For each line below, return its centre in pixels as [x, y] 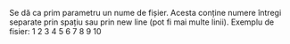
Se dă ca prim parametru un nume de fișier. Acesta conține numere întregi [145, 13]
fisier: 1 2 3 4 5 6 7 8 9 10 [55, 31]
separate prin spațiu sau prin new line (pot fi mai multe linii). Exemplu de [142, 22]
